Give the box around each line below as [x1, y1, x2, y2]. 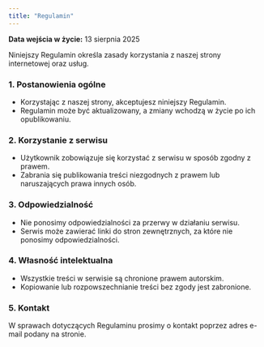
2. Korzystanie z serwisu [8, 135, 108, 146]
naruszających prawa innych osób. [19, 179, 137, 189]
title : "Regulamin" [8, 11, 75, 20]
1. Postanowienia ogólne [8, 79, 106, 90]
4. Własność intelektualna [8, 255, 113, 266]
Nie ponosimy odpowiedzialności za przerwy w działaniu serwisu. [19, 217, 241, 227]
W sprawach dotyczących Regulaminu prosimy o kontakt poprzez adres [8, 321, 249, 331]
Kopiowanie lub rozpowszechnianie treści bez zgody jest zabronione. [19, 281, 252, 292]
